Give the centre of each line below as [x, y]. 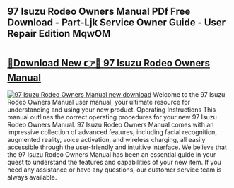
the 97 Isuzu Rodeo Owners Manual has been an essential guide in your [112, 154]
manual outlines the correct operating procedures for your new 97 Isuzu [112, 117]
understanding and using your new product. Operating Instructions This [112, 110]
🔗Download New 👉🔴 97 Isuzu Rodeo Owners [109, 63]
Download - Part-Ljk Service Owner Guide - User [117, 23]
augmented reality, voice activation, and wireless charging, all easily [106, 140]
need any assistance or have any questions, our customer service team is [115, 170]
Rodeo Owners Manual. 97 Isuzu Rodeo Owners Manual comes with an [111, 124]
